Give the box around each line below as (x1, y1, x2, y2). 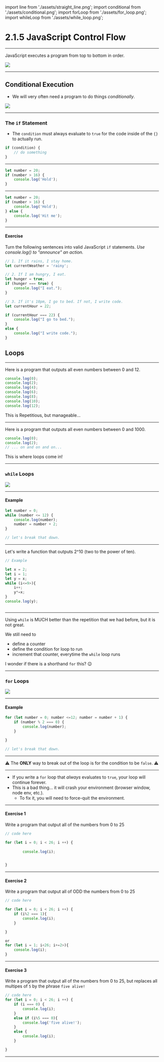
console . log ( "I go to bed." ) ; (14, 317, 76, 322)
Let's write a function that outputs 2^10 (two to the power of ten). (5, 549, 136, 555)
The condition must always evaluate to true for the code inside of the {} (12, 131, 158, 137)
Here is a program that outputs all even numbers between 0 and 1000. (5, 426, 146, 432)
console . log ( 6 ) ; (5, 390, 38, 395)
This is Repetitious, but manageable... (5, 412, 81, 418)
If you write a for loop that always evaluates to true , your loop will (12, 774, 145, 780)
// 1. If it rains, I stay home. (5, 258, 73, 264)
